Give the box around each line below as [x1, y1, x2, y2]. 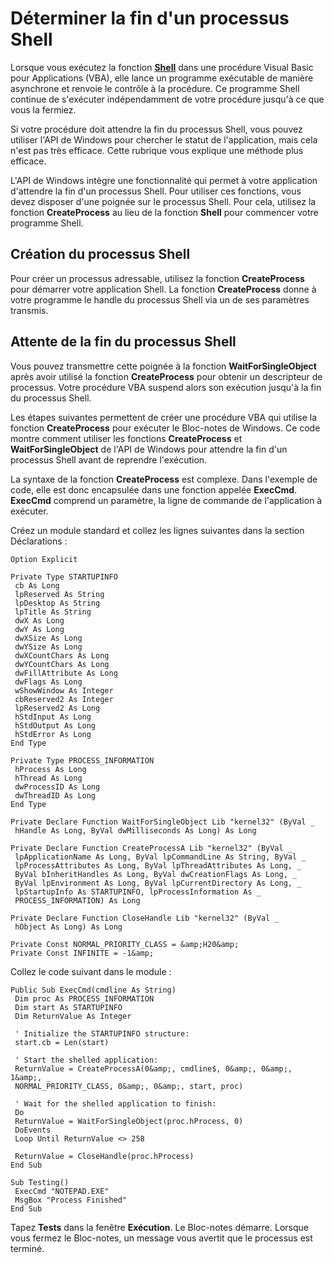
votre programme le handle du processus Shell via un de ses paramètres [10, 293, 310, 306]
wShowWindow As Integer [14, 685, 114, 696]
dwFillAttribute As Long [14, 668, 118, 678]
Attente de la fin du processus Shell [10, 333, 237, 351]
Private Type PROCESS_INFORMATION [10, 755, 155, 766]
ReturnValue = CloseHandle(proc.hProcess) [14, 1151, 195, 1161]
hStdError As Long [14, 729, 92, 739]
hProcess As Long [14, 764, 87, 774]
